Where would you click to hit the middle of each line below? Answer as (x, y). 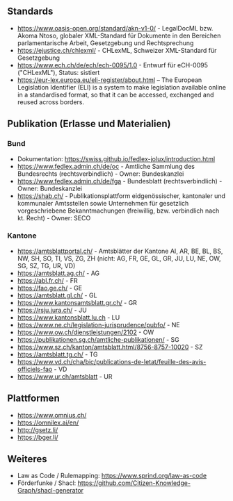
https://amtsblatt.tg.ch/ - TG (58, 354)
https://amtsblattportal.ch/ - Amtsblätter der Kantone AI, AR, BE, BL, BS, (120, 251)
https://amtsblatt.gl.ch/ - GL (57, 295)
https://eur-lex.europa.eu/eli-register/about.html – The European (110, 80)
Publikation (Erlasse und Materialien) (89, 124)
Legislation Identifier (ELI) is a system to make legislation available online (121, 87)
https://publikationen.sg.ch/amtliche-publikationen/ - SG (98, 339)
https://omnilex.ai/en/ (48, 422)
